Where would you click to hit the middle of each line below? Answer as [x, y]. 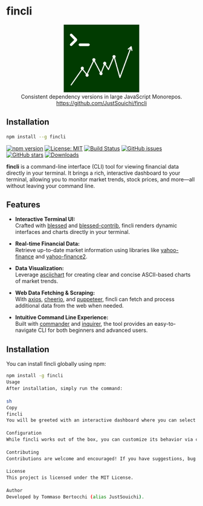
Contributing [23, 452]
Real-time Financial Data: [47, 244]
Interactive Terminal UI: [45, 219]
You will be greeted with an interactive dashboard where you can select [101, 420]
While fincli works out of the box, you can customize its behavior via [100, 440]
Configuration [24, 433]
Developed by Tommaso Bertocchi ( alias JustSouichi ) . [76, 497]
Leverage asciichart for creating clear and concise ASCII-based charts [103, 275]
